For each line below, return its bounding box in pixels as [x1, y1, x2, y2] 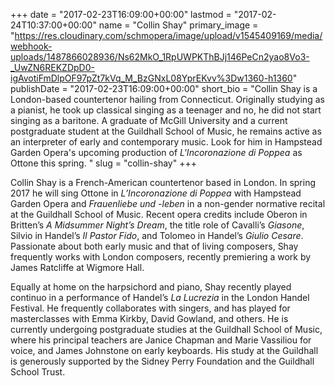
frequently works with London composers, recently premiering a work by [10, 251, 312, 263]
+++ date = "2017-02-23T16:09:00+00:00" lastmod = [10, 9, 232, 20]
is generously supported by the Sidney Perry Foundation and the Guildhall [10, 355, 315, 367]
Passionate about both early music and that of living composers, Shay [10, 240, 299, 252]
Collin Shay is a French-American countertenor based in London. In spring [10, 177, 317, 188]
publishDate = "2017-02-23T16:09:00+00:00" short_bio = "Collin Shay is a [10, 83, 318, 94]
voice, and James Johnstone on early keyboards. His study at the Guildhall [10, 345, 319, 356]
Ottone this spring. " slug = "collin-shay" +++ [10, 157, 197, 169]
